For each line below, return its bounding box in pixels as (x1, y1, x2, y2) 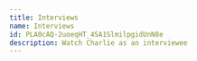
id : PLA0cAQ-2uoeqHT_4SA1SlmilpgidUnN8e (9, 30, 164, 39)
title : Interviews (9, 13, 79, 22)
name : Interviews (9, 22, 75, 30)
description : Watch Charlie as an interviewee (9, 38, 188, 48)
